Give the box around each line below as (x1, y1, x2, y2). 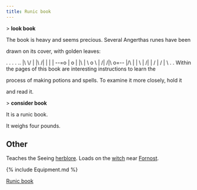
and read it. (6, 88, 34, 95)
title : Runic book (6, 8, 51, 15)
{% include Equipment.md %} (6, 166, 78, 174)
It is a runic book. (6, 111, 48, 118)
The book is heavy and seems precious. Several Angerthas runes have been (6, 36, 191, 43)
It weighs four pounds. (6, 122, 61, 129)
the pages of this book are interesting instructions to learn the (6, 65, 156, 72)
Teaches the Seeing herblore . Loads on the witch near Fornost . (6, 155, 159, 162)
